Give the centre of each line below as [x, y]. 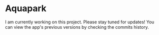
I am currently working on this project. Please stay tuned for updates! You [80, 22]
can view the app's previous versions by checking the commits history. [77, 27]
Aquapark [26, 9]
